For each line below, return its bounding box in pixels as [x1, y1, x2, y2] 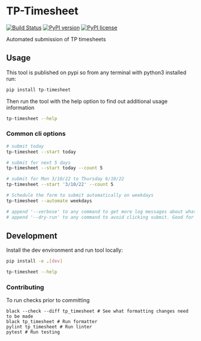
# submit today [6, 143, 44, 149]
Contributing [6, 283, 44, 291]
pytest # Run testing [6, 329, 60, 336]
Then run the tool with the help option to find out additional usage [6, 98, 168, 105]
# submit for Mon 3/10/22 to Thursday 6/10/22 [6, 176, 124, 182]
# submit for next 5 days [6, 160, 71, 166]
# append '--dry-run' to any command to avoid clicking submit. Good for [6, 214, 194, 220]
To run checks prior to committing [6, 297, 90, 304]
